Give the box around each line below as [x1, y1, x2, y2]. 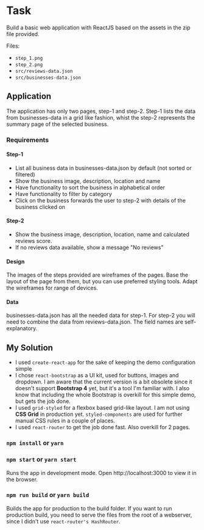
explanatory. [6, 325, 38, 332]
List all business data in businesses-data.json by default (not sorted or [15, 164, 192, 172]
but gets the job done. [15, 397, 71, 405]
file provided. [6, 30, 40, 37]
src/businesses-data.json [15, 74, 81, 81]
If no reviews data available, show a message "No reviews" [15, 244, 164, 251]
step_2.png [15, 62, 43, 68]
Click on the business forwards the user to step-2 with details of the [15, 197, 186, 204]
